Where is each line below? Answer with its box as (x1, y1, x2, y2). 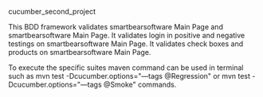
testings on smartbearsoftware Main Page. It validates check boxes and (8, 39, 244, 48)
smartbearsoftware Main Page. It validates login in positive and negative (8, 31, 245, 40)
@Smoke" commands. (103, 80, 177, 89)
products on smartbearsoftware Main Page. (8, 48, 151, 56)
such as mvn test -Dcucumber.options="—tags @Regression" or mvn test (8, 72, 251, 80)
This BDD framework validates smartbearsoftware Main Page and (8, 22, 223, 31)
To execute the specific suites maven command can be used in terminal (8, 63, 244, 72)
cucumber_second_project (8, 7, 96, 16)
